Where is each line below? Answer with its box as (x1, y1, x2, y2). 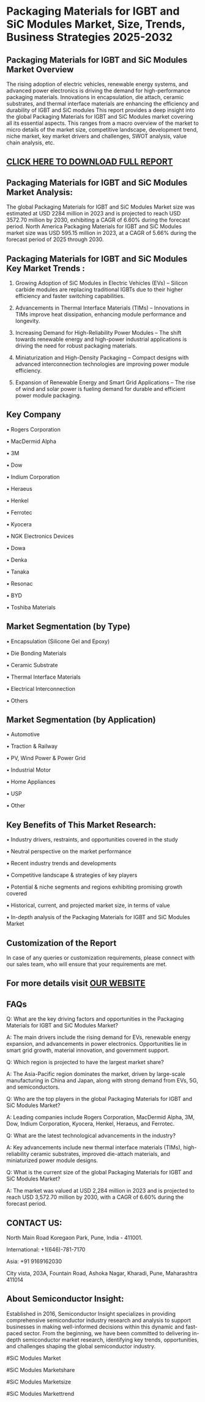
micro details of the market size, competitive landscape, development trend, (6, 126, 198, 133)
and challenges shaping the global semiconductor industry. (6, 1342, 156, 1350)
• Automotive (6, 731, 40, 738)
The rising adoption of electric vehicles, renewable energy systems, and (6, 81, 188, 88)
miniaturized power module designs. (6, 1157, 99, 1164)
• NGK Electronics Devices (6, 532, 74, 540)
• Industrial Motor (6, 766, 51, 774)
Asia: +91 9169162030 (6, 1258, 62, 1265)
